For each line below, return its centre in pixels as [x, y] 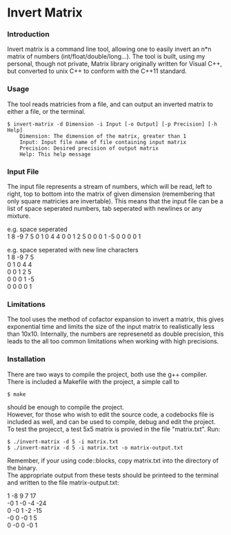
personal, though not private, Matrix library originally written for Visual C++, [115, 64]
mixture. [19, 216]
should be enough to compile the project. [66, 407]
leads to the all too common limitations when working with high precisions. [113, 341]
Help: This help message [55, 154]
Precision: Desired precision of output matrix [89, 148]
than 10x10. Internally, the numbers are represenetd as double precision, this [115, 334]
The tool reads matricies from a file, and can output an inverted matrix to [110, 104]
